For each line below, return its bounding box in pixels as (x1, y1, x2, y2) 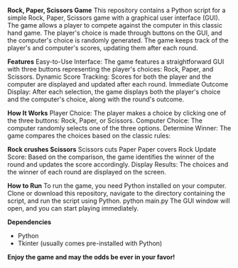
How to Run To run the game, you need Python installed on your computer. (7, 182, 227, 190)
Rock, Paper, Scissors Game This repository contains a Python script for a (7, 6, 226, 14)
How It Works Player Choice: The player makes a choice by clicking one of (7, 109, 227, 117)
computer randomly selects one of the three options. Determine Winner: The (7, 124, 232, 132)
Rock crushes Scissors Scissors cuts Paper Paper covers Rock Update (7, 145, 217, 153)
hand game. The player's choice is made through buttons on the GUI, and (7, 28, 222, 37)
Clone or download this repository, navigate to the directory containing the (7, 189, 226, 197)
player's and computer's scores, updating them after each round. (7, 44, 198, 52)
